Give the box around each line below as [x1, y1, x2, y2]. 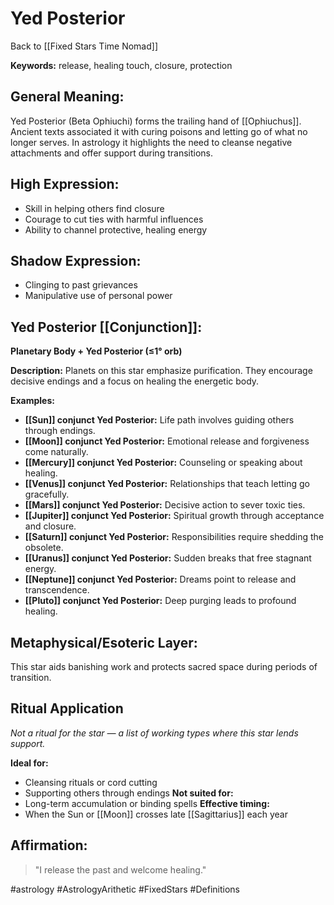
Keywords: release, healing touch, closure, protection [10, 59, 233, 71]
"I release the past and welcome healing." [34, 863, 207, 876]
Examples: [10, 395, 55, 407]
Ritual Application [10, 700, 124, 717]
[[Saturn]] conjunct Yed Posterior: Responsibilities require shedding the [24, 531, 325, 543]
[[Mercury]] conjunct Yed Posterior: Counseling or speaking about [24, 457, 303, 469]
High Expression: [10, 176, 120, 193]
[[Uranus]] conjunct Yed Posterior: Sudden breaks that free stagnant [24, 552, 312, 564]
